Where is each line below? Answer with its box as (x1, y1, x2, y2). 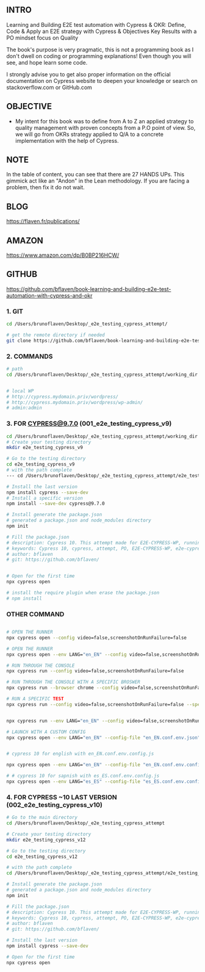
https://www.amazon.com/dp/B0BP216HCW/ (6, 251, 120, 259)
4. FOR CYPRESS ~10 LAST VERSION (6, 793, 117, 801)
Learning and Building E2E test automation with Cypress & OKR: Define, (6, 21, 186, 28)
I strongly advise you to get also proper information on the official (6, 70, 171, 78)
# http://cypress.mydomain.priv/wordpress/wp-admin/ (6, 399, 143, 405)
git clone (6, 337, 32, 344)
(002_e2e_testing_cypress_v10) (6, 801, 103, 809)
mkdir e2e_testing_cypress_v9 (6, 445, 84, 451)
